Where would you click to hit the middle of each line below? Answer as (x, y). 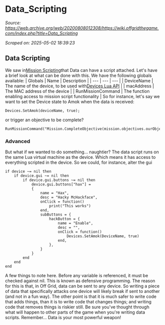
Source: (13, 23)
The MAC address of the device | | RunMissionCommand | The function (77, 91)
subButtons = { (55, 215)
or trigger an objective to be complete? (44, 120)
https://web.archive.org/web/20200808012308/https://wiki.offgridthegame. (82, 28)
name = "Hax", (55, 193)
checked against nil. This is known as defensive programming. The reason (80, 281)
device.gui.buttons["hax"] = (61, 184)
